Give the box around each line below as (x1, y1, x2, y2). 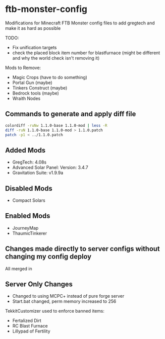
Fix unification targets (12, 44, 57, 50)
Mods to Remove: (5, 65, 41, 71)
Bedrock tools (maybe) (12, 90, 59, 96)
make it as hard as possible (5, 25, 61, 31)
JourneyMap (12, 225, 39, 231)
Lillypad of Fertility (12, 328, 51, 334)
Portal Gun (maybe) (12, 80, 53, 85)
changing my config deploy (5, 253, 92, 261)
